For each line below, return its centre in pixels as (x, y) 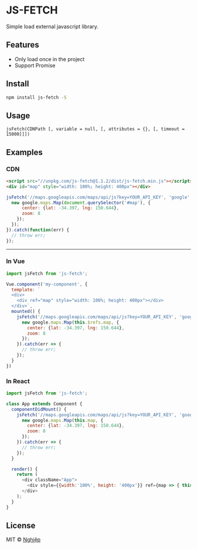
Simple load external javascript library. (52, 26)
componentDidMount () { (39, 409)
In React (18, 381)
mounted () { (26, 312)
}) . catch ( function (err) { (38, 230)
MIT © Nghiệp (23, 540)
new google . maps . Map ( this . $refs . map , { (70, 322)
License (21, 525)
